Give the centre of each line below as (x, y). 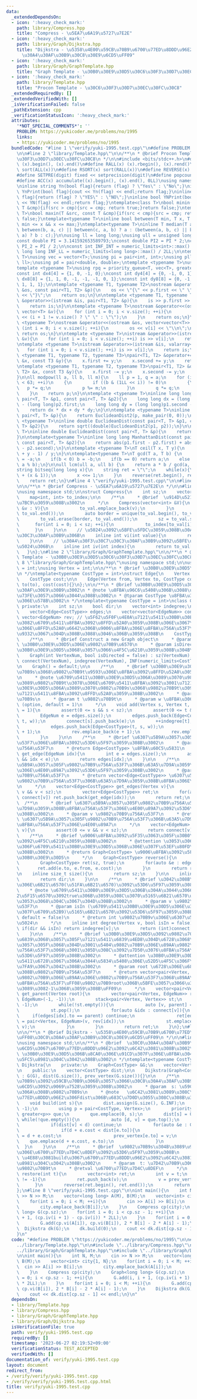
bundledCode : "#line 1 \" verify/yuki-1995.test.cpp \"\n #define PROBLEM (101, 148)
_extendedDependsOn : (36, 17)
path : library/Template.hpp (51, 83)
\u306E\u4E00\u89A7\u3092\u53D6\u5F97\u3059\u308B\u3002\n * (98, 770)
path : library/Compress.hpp (51, 28)
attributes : (26, 121)
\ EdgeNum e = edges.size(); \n (64, 716)
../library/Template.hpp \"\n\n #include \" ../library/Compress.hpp (99, 1245)
